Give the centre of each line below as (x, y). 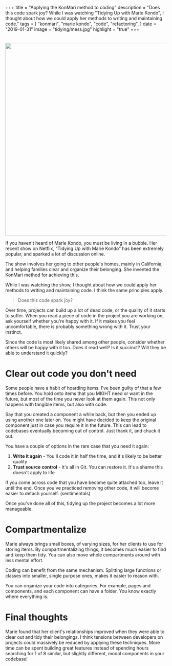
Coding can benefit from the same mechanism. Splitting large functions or (83, 570)
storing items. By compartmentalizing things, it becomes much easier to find (86, 549)
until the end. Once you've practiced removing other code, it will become (82, 488)
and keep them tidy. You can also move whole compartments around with (83, 554)
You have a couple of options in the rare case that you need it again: (77, 446)
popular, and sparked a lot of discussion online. (55, 254)
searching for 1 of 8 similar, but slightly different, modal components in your (85, 653)
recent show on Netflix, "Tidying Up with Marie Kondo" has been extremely (84, 248)
